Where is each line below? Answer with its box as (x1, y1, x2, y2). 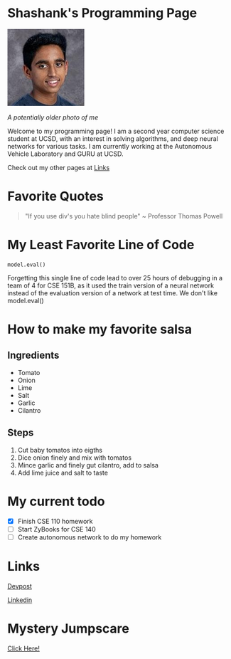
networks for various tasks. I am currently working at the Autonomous (7, 142, 212, 150)
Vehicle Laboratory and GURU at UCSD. (7, 149, 124, 158)
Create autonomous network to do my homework (17, 532, 162, 542)
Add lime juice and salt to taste (17, 468, 109, 477)
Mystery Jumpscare (7, 621, 129, 636)
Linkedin (7, 596, 33, 604)
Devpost (7, 581, 32, 590)
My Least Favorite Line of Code (7, 237, 195, 253)
